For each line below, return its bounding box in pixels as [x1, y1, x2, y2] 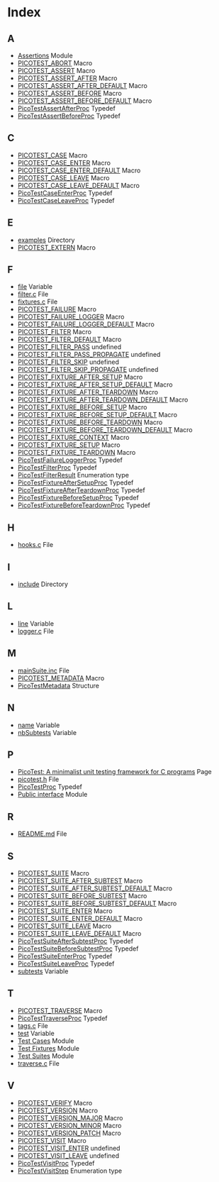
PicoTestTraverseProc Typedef [17, 1014, 108, 1022]
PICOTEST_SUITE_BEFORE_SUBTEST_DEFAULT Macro [17, 899, 177, 907]
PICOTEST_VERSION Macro [17, 1106, 98, 1115]
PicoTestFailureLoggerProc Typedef [17, 455, 123, 465]
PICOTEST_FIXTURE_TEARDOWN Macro [17, 448, 136, 457]
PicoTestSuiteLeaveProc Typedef [17, 959, 115, 968]
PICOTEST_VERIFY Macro [17, 1098, 93, 1107]
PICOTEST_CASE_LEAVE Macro [17, 173, 110, 182]
